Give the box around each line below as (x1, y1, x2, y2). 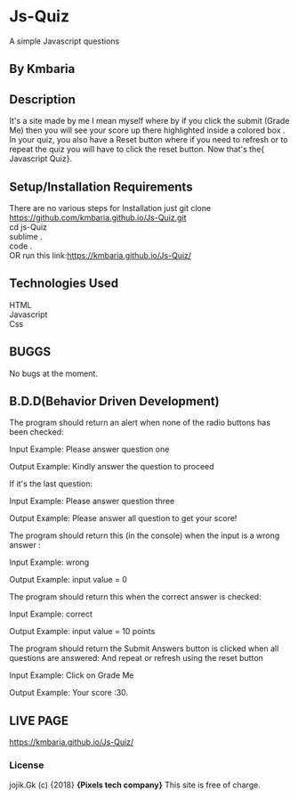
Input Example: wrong (9, 557, 90, 567)
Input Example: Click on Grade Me (9, 670, 134, 681)
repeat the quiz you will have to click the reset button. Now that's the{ (9, 144, 265, 155)
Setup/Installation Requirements (9, 179, 193, 194)
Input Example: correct (9, 608, 93, 620)
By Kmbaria (9, 61, 76, 77)
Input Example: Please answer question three (9, 496, 175, 507)
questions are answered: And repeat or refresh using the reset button (9, 653, 264, 664)
